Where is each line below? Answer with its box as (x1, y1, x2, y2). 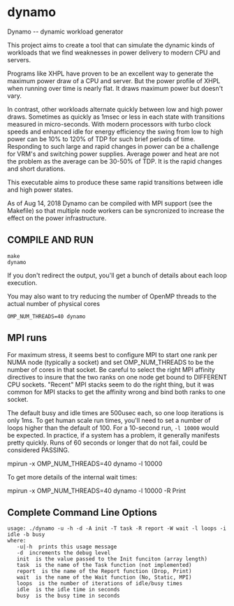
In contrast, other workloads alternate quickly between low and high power (7, 105, 224, 113)
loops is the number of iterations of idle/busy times (16, 580, 183, 587)
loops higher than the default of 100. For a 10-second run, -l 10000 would (7, 424, 219, 432)
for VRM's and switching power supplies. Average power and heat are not (7, 150, 219, 158)
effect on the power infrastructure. (7, 214, 107, 222)
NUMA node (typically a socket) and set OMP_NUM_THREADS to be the (7, 358, 214, 366)
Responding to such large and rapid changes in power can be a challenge (7, 142, 219, 150)
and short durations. (7, 164, 66, 173)
